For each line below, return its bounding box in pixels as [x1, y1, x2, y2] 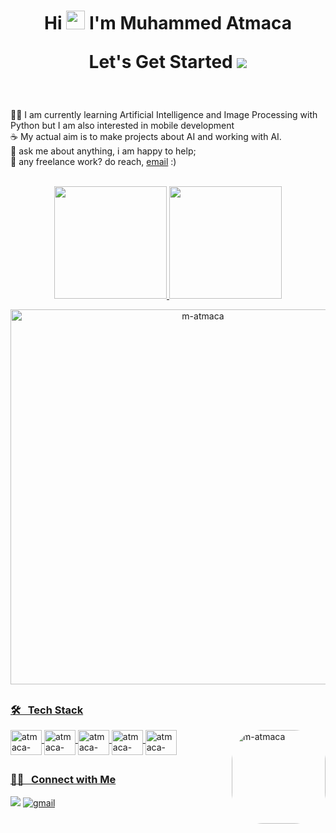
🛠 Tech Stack [10, 703, 84, 717]
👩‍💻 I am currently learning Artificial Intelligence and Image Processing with [10, 109, 318, 121]
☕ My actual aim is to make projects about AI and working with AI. [10, 131, 282, 143]
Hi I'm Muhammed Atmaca [44, 12, 292, 35]
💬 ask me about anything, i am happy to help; [10, 145, 197, 157]
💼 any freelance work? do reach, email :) [10, 156, 177, 168]
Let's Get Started [88, 51, 233, 74]
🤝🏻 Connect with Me [10, 773, 117, 787]
